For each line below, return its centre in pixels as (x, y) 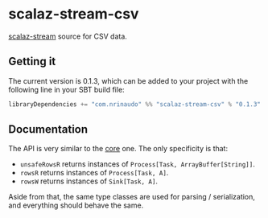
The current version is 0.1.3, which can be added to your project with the (128, 80)
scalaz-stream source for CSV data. (68, 36)
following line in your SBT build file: (66, 89)
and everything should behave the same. (76, 205)
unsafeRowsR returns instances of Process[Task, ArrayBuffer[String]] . (137, 164)
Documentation (48, 130)
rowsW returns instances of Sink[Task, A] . (89, 181)
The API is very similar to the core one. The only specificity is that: (118, 149)
